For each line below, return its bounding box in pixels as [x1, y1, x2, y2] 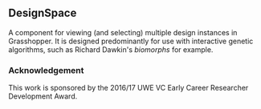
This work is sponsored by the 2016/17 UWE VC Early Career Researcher [8, 83, 249, 93]
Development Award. [8, 91, 78, 101]
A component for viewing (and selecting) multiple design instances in [8, 27, 238, 37]
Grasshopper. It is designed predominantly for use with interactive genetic [8, 36, 254, 46]
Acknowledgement [8, 64, 84, 75]
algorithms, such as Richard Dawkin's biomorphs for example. [8, 44, 214, 54]
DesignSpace [8, 6, 77, 20]
